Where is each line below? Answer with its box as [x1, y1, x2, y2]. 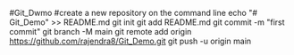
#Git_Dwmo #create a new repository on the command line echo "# [9, 8, 257, 18]
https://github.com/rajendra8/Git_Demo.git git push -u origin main [9, 35, 252, 46]
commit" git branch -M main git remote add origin [9, 27, 192, 36]
